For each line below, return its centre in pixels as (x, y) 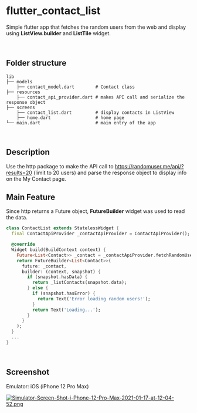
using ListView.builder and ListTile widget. (59, 33)
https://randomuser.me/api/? (149, 166)
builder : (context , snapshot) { (61, 272)
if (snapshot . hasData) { (57, 277)
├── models (19, 82)
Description (28, 152)
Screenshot (28, 372)
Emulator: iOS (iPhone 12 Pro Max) (47, 386)
